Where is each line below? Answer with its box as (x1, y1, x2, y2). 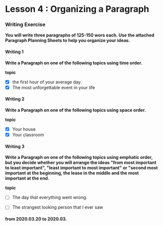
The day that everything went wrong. (12, 194, 88, 200)
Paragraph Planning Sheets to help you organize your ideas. (5, 38, 130, 43)
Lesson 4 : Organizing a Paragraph (5, 3, 149, 15)
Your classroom (12, 132, 44, 138)
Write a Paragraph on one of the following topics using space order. (5, 107, 146, 113)
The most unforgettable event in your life (12, 84, 95, 90)
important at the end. (5, 175, 50, 181)
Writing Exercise (5, 21, 46, 28)
